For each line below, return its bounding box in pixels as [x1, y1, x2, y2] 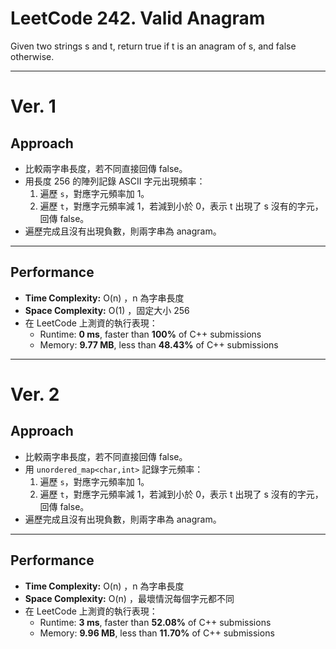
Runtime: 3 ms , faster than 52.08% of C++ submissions [39, 616, 272, 628]
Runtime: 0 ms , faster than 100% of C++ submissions [39, 328, 262, 340]
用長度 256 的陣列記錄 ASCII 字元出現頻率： [24, 175, 206, 187]
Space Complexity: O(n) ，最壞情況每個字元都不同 [24, 592, 235, 604]
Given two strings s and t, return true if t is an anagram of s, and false [10, 40, 297, 52]
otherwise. [10, 50, 55, 62]
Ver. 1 [10, 95, 57, 118]
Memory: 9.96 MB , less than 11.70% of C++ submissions [39, 627, 275, 639]
